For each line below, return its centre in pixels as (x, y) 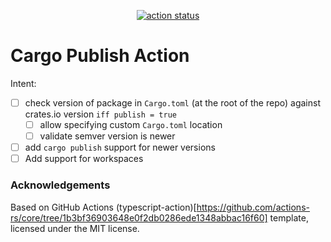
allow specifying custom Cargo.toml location (131, 124)
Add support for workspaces (84, 159)
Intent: (23, 83)
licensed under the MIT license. (75, 228)
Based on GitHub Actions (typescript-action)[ (103, 207)
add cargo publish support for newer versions (120, 147)
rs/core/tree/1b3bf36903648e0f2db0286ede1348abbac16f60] (139, 217)
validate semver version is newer (107, 136)
